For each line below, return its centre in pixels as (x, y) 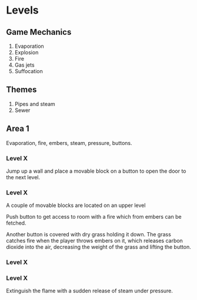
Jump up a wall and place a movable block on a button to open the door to (96, 171)
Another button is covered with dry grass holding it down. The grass (89, 235)
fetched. (16, 223)
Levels (23, 10)
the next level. (23, 177)
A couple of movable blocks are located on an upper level (76, 205)
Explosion (26, 52)
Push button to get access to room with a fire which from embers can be (94, 217)
